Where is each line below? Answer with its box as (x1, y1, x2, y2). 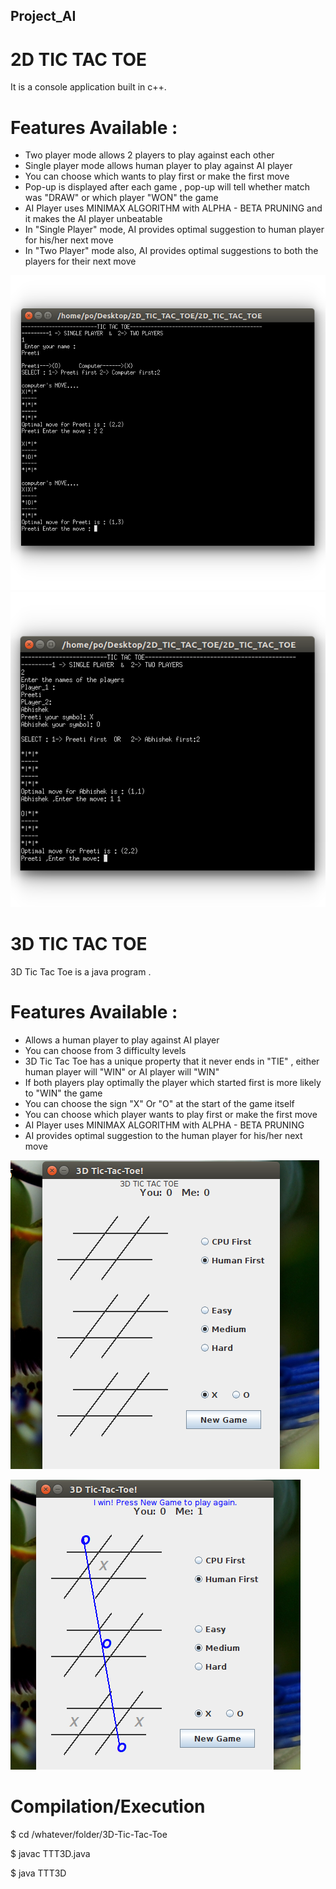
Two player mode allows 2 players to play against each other (24, 149, 275, 161)
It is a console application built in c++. (10, 81, 167, 93)
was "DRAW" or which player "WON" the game (24, 192, 219, 204)
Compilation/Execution (10, 1795, 206, 1818)
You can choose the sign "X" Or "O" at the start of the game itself (24, 1098, 295, 1110)
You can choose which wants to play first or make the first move (24, 170, 290, 183)
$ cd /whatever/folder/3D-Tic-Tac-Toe (10, 1829, 168, 1841)
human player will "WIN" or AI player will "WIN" (24, 1066, 220, 1078)
